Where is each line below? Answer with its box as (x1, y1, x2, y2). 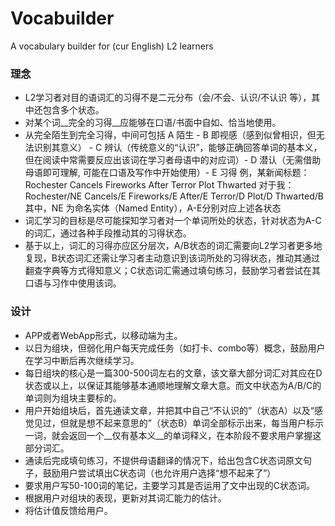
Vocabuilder (10, 7, 115, 30)
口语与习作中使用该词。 (24, 277, 122, 289)
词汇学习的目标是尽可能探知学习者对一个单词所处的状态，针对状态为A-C (24, 215, 322, 227)
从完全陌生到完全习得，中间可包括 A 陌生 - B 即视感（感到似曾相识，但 (24, 129, 317, 141)
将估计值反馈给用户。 (24, 504, 113, 516)
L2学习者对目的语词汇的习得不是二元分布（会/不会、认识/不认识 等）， (24, 92, 312, 104)
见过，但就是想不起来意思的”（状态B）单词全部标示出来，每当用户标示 (33, 417, 325, 429)
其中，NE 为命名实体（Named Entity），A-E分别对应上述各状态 (24, 202, 282, 214)
